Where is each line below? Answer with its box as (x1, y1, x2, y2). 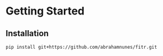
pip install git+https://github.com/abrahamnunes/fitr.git (5, 44, 158, 50)
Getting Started (5, 4, 85, 18)
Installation (5, 28, 49, 39)
